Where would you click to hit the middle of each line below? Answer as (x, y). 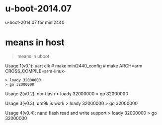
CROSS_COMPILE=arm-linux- (36, 71)
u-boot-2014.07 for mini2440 (35, 22)
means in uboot (33, 56)
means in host (35, 42)
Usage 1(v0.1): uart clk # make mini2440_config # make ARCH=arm (74, 65)
